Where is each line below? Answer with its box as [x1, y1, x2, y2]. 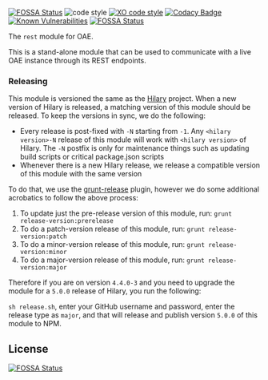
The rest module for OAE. [8, 32, 94, 41]
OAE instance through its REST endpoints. [8, 56, 146, 65]
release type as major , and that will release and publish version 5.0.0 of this [8, 310, 258, 320]
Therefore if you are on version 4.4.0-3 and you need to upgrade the [8, 277, 235, 288]
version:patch [19, 232, 67, 241]
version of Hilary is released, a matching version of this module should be [8, 103, 251, 112]
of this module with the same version [19, 169, 142, 179]
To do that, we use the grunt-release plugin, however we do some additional [8, 184, 260, 194]
